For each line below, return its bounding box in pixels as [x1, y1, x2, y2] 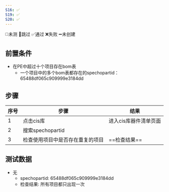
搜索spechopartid [23, 127, 65, 134]
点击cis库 [23, 117, 45, 124]
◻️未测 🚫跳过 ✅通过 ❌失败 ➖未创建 [5, 31, 76, 37]
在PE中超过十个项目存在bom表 [12, 64, 77, 70]
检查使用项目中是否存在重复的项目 [23, 136, 104, 143]
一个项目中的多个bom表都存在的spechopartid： [20, 70, 120, 76]
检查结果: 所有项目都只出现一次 [20, 181, 85, 187]
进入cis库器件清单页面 [108, 117, 161, 124]
